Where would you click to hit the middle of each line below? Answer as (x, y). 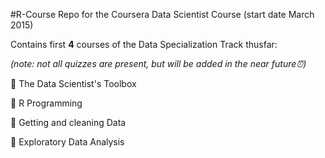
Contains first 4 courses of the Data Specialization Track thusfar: (144, 44)
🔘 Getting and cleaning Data (68, 122)
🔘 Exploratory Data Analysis (67, 142)
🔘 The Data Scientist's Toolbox (73, 83)
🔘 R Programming (46, 103)
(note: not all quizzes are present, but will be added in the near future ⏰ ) (158, 63)
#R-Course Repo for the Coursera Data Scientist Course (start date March (162, 14)
